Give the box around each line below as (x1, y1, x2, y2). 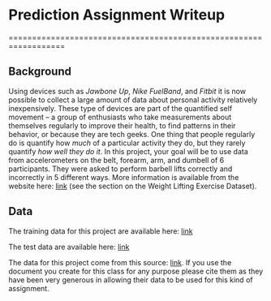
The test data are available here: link (8, 242, 130, 252)
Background (8, 65, 71, 79)
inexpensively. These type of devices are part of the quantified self (8, 103, 233, 113)
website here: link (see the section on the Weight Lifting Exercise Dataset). (8, 181, 257, 191)
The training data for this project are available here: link (8, 226, 193, 236)
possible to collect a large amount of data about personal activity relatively (8, 95, 258, 105)
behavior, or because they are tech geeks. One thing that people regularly (8, 129, 256, 139)
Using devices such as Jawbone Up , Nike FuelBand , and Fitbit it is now (8, 86, 246, 96)
